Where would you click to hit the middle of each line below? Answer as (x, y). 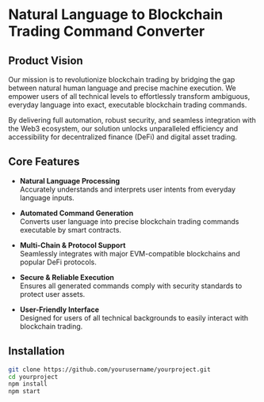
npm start (25, 392)
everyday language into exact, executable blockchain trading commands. (128, 105)
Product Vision (46, 61)
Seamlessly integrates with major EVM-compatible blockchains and (130, 253)
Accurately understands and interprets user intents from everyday (128, 189)
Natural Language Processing (70, 180)
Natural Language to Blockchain (116, 15)
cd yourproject (33, 377)
